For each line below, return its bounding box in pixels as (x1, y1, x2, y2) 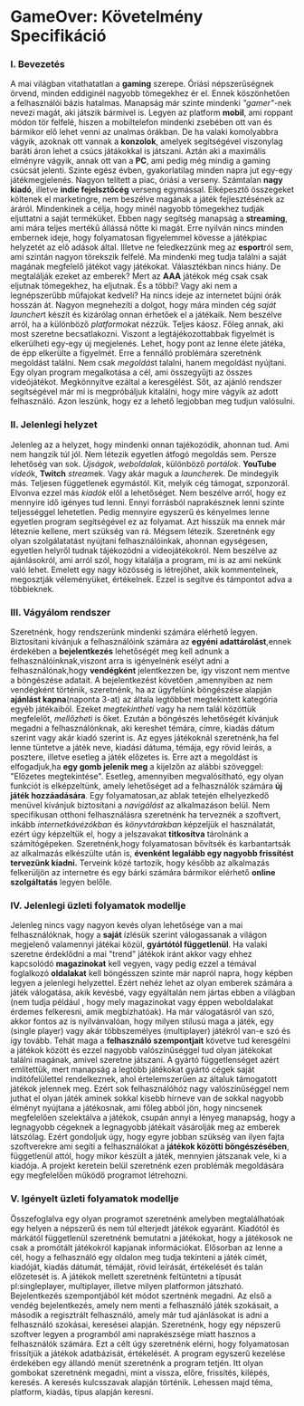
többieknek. (10, 583, 55, 594)
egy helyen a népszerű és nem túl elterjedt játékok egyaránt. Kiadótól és (10, 1222, 280, 1233)
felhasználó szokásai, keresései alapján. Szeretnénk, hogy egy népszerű (10, 1319, 281, 1330)
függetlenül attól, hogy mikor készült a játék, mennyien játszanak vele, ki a (10, 1151, 288, 1162)
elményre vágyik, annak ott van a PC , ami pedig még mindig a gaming (10, 156, 271, 167)
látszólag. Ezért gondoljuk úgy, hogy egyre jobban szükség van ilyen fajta (10, 1132, 285, 1143)
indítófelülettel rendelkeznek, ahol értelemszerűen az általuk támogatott (10, 1074, 278, 1085)
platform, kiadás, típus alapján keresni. (10, 1386, 154, 1397)
